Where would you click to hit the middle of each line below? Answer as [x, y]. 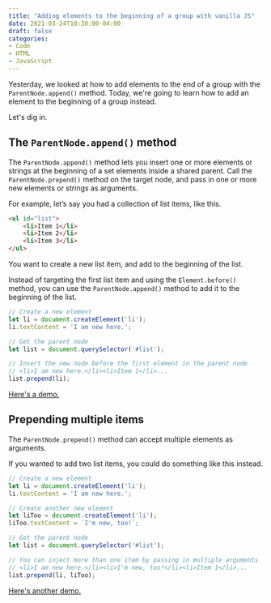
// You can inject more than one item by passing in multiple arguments [133, 560]
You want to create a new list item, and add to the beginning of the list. [126, 264]
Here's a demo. [34, 395]
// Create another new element [61, 508]
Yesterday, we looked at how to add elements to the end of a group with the [135, 84]
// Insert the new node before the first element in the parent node [128, 364]
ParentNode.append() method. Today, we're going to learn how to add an [129, 92]
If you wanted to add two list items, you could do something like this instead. [136, 464]
